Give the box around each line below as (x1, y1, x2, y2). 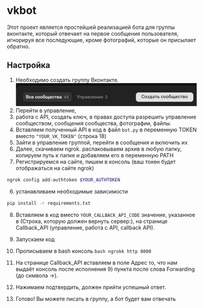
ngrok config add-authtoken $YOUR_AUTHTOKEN (7, 177, 120, 183)
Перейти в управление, (15, 107, 77, 114)
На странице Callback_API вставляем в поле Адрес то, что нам (15, 259, 178, 266)
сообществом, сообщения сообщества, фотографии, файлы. (15, 119, 172, 127)
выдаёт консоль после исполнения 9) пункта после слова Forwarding (15, 265, 195, 272)
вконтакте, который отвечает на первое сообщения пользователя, (7, 30, 179, 37)
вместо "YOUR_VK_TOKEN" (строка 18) (15, 132, 107, 139)
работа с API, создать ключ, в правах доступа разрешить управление (15, 113, 196, 121)
